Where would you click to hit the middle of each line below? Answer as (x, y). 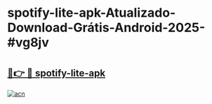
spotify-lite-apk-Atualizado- (92, 13)
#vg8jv (28, 43)
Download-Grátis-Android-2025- (106, 28)
